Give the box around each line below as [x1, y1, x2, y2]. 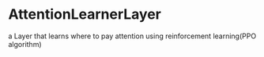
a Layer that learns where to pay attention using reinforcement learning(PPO [8, 31, 257, 41]
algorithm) [8, 39, 42, 48]
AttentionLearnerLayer [8, 5, 162, 23]
